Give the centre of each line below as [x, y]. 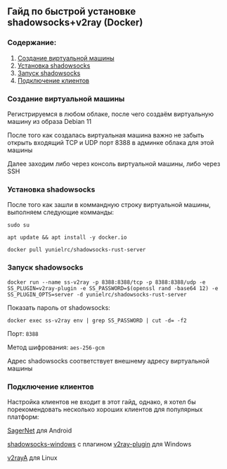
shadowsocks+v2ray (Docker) [75, 23]
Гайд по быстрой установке [72, 12]
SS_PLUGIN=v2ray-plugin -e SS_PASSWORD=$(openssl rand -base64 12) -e [113, 288]
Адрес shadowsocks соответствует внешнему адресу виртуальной [108, 361]
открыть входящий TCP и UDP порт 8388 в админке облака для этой [111, 142]
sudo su [19, 225]
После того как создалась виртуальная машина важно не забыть [106, 135]
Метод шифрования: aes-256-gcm [56, 347]
